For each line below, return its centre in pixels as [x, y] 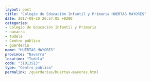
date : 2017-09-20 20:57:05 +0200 [39, 18]
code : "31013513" [23, 63]
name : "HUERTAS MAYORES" [30, 50]
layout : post [18, 9]
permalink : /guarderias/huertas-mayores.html [52, 72]
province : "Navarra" [26, 54]
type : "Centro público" [29, 68]
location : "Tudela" [25, 59]
